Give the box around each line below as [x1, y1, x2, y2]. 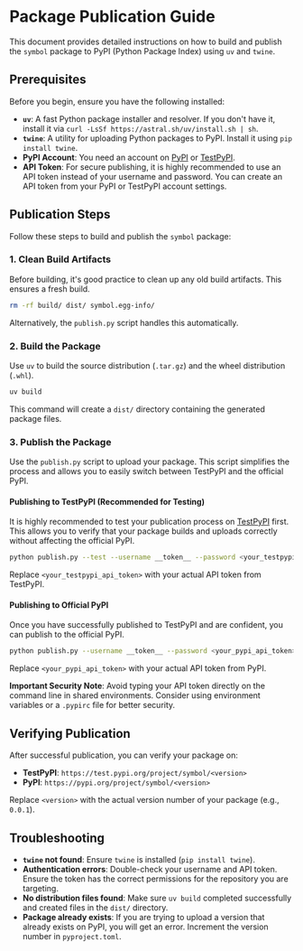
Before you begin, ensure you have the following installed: [9, 96, 225, 107]
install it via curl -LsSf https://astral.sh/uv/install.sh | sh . [22, 123, 259, 134]
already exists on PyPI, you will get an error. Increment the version [22, 921, 269, 932]
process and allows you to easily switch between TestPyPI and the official [9, 466, 284, 477]
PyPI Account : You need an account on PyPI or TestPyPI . [22, 152, 236, 163]
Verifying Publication [9, 725, 131, 741]
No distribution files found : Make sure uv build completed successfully [22, 892, 292, 903]
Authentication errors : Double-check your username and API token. [22, 863, 278, 874]
